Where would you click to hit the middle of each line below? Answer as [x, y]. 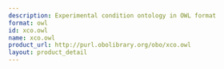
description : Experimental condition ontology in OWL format [112, 15]
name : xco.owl [32, 38]
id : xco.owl [28, 30]
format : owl [28, 23]
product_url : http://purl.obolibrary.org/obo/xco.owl [100, 45]
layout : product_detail [48, 52]
